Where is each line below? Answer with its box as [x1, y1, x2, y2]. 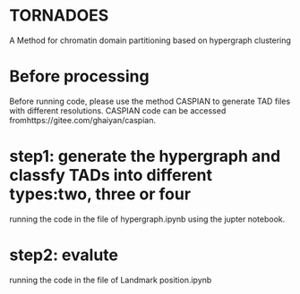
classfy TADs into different [9, 165, 213, 186]
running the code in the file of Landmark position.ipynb [9, 274, 212, 285]
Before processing [9, 66, 150, 87]
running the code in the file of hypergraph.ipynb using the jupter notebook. [9, 214, 286, 224]
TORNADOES [9, 5, 109, 26]
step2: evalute [9, 245, 119, 265]
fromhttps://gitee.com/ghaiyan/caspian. [9, 114, 157, 125]
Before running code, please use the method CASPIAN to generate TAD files [9, 96, 291, 106]
